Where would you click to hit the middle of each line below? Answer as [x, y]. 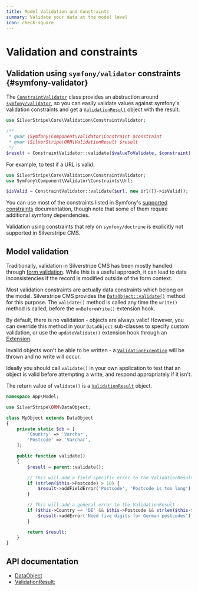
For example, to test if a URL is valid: [50, 164]
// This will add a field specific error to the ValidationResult [110, 478]
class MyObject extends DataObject [50, 418]
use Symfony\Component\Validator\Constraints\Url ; [70, 181]
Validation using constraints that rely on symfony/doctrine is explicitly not [95, 227]
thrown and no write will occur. [44, 357]
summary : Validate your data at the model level [67, 17]
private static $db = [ [46, 429]
